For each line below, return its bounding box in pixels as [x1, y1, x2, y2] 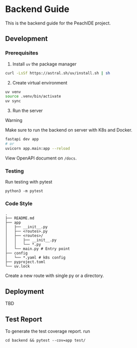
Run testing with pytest [5, 179, 52, 185]
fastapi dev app [5, 136, 39, 142]
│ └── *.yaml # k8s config [5, 255, 66, 260]
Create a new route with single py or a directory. [5, 272, 104, 278]
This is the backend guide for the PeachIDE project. [5, 20, 111, 26]
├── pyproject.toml [5, 259, 46, 264]
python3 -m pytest [5, 188, 43, 193]
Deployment [5, 287, 44, 295]
